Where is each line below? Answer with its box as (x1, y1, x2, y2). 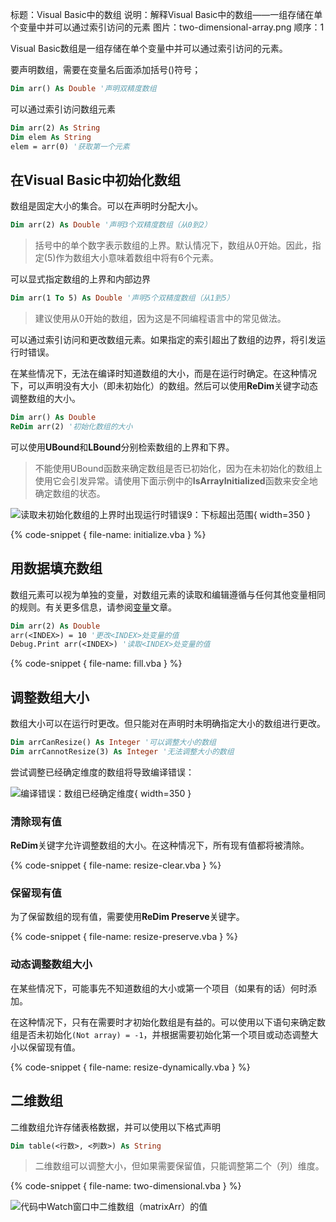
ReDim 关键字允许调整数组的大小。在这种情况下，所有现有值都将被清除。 (10, 839, 310, 852)
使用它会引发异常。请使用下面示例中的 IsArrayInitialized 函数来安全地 (34, 474, 318, 487)
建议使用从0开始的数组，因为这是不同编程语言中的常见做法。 (34, 313, 287, 325)
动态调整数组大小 (10, 958, 93, 972)
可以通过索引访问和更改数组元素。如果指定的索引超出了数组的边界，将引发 (10, 334, 317, 346)
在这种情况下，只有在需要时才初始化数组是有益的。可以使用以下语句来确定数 (10, 1016, 326, 1028)
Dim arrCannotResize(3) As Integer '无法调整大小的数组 (10, 746, 235, 757)
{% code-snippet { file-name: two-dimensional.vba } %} (10, 1180, 242, 1192)
